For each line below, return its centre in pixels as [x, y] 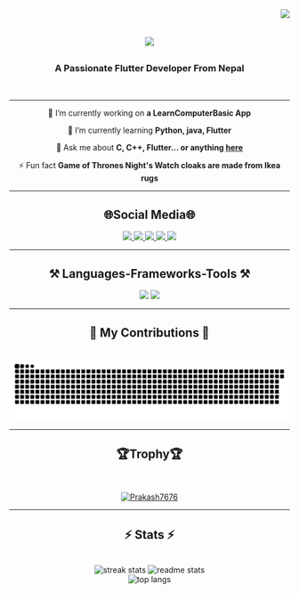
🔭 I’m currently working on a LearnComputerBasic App [149, 113]
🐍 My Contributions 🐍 [149, 333]
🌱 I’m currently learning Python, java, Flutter [149, 130]
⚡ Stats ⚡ [149, 535]
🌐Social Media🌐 [149, 214]
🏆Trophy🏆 [149, 455]
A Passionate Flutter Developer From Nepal [149, 69]
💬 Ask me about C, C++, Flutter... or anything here [149, 148]
